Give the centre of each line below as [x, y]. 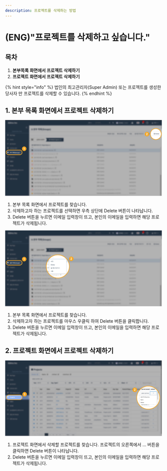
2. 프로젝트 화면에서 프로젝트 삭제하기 [59, 351]
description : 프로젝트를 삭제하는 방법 [41, 10]
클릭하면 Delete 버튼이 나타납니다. [45, 451]
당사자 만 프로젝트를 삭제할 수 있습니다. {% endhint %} [59, 93]
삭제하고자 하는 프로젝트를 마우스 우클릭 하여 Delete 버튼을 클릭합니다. [81, 321]
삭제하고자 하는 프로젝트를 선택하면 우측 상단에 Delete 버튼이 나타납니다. [83, 211]
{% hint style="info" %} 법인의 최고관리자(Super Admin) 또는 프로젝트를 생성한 [83, 87]
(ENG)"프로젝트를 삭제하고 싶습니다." [78, 37]
